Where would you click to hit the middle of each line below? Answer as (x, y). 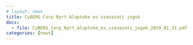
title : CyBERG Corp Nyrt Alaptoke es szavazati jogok (73, 17)
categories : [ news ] (30, 33)
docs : (13, 22)
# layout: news (25, 11)
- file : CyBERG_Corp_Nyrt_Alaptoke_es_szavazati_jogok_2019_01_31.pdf (99, 28)
